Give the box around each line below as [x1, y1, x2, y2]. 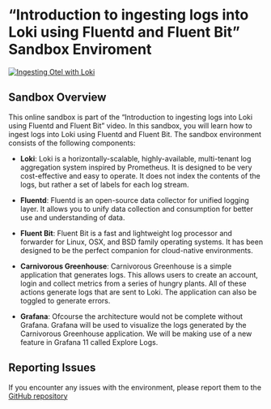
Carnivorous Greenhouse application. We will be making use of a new [19, 329, 252, 338]
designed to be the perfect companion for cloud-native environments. [19, 245, 253, 255]
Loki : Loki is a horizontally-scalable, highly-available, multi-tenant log [19, 153, 252, 163]
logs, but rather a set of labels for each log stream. [19, 179, 189, 189]
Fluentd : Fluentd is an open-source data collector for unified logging [19, 195, 249, 204]
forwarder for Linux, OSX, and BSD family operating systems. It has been [19, 237, 264, 247]
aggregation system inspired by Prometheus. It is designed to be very [19, 162, 252, 172]
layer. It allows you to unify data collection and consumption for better [19, 204, 253, 213]
